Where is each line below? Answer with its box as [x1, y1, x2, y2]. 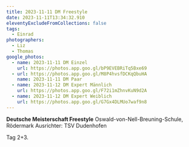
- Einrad [11, 31, 34, 38]
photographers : [6, 37, 45, 43]
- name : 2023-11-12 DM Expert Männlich [11, 82, 112, 88]
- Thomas [11, 48, 34, 54]
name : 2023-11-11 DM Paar [17, 76, 83, 82]
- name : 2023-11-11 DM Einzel [11, 59, 88, 65]
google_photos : [6, 54, 45, 60]
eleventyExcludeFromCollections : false [6, 20, 107, 26]
